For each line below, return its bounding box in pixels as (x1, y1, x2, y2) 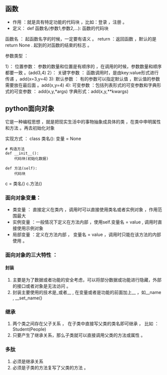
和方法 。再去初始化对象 (5, 124, 55, 131)
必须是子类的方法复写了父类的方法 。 (12, 364, 88, 370)
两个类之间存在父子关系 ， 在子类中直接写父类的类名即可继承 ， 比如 (12, 320, 153, 326)
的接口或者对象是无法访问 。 (12, 283, 71, 289)
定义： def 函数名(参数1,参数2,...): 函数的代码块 (12, 25, 109, 31)
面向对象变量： (5, 194, 41, 201)
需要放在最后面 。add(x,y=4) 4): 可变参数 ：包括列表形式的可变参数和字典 (5, 82, 157, 88)
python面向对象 (5, 104, 54, 113)
